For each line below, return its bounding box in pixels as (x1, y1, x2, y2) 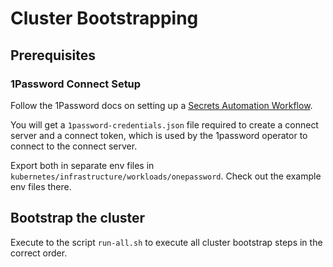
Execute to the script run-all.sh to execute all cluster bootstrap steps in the (10, 236, 323, 248)
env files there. (10, 180, 72, 192)
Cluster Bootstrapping (10, 7, 199, 30)
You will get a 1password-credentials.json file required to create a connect (10, 118, 319, 131)
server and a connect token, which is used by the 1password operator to (10, 129, 308, 141)
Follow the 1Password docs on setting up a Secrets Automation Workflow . (10, 99, 313, 111)
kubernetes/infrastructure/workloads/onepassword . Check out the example (10, 170, 322, 182)
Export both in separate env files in (10, 159, 155, 171)
